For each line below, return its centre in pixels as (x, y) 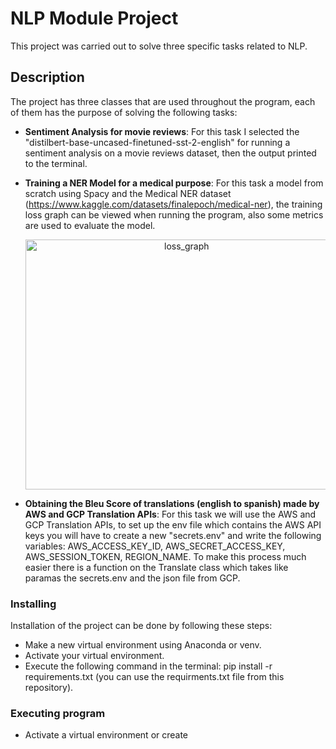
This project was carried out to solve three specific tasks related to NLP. (159, 46)
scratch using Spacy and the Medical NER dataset (128, 193)
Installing (33, 604)
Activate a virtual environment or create (106, 735)
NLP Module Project (94, 18)
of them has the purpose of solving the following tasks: (124, 112)
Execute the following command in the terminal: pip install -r (148, 666)
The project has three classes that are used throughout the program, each (163, 101)
